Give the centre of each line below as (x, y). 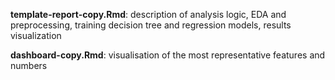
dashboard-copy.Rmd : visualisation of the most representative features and (168, 55)
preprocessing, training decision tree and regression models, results (151, 25)
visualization (36, 35)
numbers (29, 65)
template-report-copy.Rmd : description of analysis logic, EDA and (148, 14)
